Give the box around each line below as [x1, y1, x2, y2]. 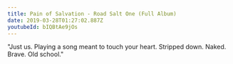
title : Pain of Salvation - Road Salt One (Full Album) [7, 10, 177, 18]
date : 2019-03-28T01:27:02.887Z [7, 17, 103, 24]
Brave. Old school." [7, 50, 64, 58]
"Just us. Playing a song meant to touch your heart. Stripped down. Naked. [7, 43, 227, 51]
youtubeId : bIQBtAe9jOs [7, 23, 78, 30]
